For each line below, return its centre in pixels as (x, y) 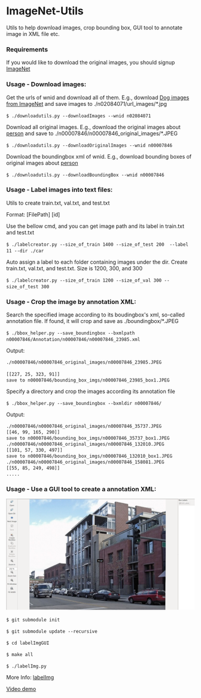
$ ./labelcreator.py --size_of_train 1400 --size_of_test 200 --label (97, 244)
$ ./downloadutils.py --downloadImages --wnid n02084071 (79, 116)
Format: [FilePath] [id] (33, 214)
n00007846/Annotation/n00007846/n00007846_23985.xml (73, 340)
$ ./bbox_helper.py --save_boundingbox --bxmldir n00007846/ (84, 404)
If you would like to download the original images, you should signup (91, 63)
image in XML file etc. (33, 33)
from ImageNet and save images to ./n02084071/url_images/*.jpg (87, 103)
